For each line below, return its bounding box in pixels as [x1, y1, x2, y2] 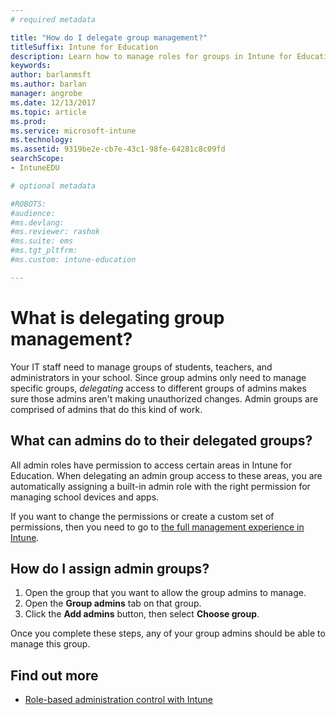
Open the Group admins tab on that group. [24, 597, 202, 610]
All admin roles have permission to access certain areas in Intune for [10, 459, 293, 471]
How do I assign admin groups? [10, 560, 210, 577]
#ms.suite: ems [10, 236, 74, 246]
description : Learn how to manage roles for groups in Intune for [10, 51, 293, 61]
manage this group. [10, 638, 91, 650]
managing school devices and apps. [10, 491, 160, 503]
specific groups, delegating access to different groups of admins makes [10, 382, 307, 394]
